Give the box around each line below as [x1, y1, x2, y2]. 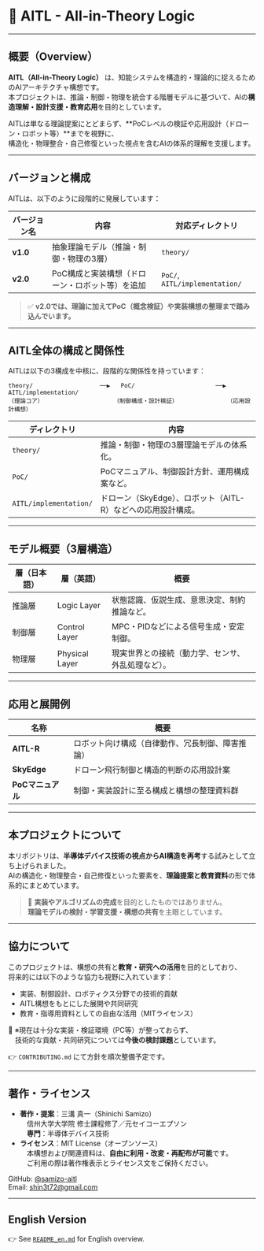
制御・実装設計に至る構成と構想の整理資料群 [73, 785, 239, 796]
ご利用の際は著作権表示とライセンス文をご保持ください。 [26, 1158, 213, 1168]
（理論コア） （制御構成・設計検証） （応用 [8, 397, 245, 405]
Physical [57, 648, 89, 659]
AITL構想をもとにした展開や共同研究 [19, 998, 138, 1008]
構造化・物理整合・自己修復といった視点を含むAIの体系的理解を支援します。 [8, 138, 255, 148]
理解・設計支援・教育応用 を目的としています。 [14, 102, 167, 111]
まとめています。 [28, 880, 84, 889]
